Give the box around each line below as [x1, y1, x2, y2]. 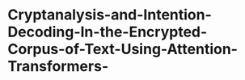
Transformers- [7, 57, 109, 76]
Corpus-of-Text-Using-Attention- [7, 40, 238, 58]
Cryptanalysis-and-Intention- [7, 6, 212, 24]
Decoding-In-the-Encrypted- [7, 23, 208, 41]
